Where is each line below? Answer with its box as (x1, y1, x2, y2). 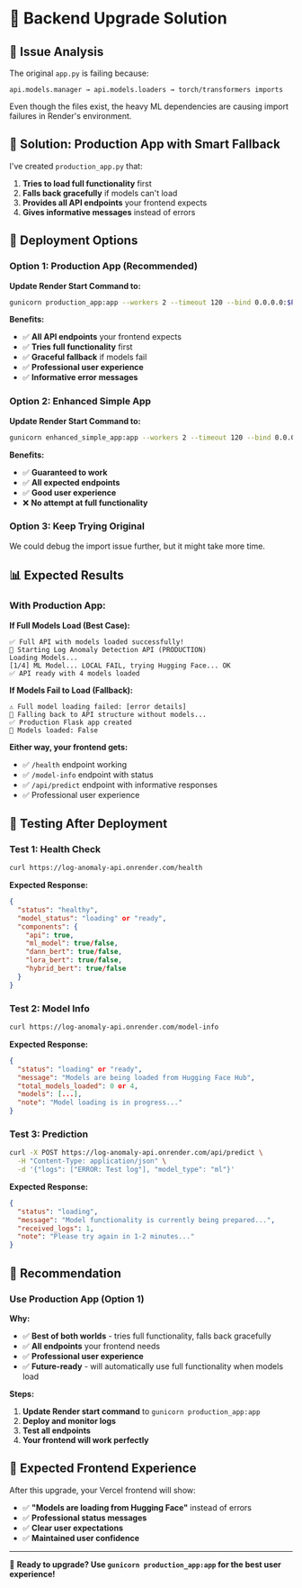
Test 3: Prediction (9, 1128, 88, 1140)
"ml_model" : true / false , (25, 939, 119, 948)
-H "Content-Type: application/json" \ (17, 1157, 167, 1166)
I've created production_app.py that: (9, 160, 143, 171)
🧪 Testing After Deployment (9, 815, 168, 831)
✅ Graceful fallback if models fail (22, 351, 147, 363)
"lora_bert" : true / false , (25, 956, 123, 965)
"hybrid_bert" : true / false (25, 964, 127, 974)
